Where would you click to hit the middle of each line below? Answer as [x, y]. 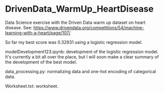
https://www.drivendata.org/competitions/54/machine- [89, 27]
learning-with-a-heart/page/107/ [38, 33]
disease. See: [19, 27]
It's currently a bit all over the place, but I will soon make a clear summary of [82, 56]
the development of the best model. [41, 62]
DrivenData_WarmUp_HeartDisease [79, 9]
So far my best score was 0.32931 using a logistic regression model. [74, 42]
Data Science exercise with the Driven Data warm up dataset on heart [75, 22]
